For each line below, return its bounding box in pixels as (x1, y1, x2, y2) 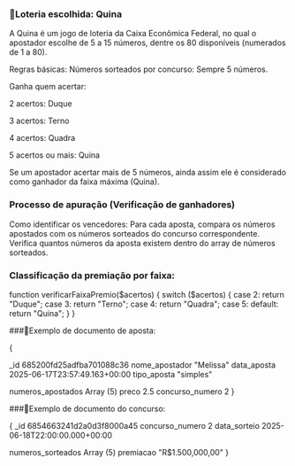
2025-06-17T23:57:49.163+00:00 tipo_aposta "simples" (9, 369, 213, 379)
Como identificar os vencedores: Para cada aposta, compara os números (9, 219, 276, 229)
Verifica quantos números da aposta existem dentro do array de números (9, 237, 276, 248)
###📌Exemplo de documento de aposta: (9, 325, 156, 336)
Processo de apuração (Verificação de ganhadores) (9, 198, 236, 211)
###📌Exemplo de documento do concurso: (9, 403, 166, 414)
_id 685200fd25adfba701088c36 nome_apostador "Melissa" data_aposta (9, 359, 276, 370)
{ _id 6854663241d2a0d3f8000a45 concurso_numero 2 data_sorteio (9, 420, 261, 431)
